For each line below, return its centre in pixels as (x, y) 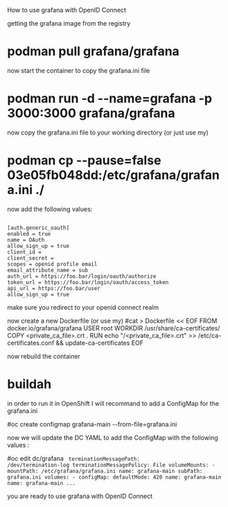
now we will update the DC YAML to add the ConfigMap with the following (113, 437)
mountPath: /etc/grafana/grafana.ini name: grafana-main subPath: (105, 471)
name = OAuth (26, 240)
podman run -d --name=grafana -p (110, 99)
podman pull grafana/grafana (94, 52)
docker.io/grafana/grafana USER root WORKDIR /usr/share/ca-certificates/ (114, 328)
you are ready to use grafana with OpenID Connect (80, 496)
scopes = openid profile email (52, 264)
